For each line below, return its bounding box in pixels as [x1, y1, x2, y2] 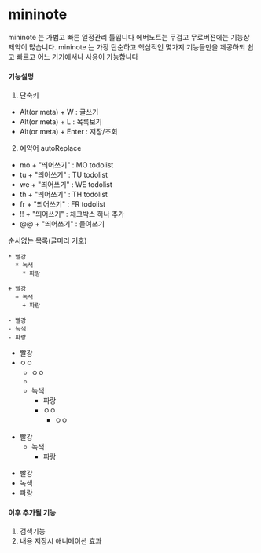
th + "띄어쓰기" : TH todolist [19, 190, 108, 200]
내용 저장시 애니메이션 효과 [19, 537, 102, 546]
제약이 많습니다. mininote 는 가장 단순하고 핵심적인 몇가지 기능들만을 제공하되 [8, 42, 246, 52]
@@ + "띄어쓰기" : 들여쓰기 [19, 219, 105, 229]
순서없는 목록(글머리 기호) [8, 236, 87, 245]
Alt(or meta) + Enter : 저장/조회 [19, 127, 118, 137]
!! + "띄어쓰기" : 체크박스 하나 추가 [19, 210, 125, 219]
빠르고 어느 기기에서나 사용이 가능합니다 [16, 52, 139, 61]
